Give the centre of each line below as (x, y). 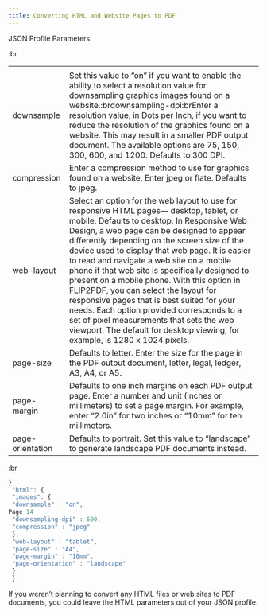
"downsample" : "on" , (47, 505)
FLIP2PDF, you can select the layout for (143, 290)
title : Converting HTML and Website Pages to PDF (92, 16)
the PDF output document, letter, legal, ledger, (155, 363)
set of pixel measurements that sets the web (151, 320)
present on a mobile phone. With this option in (155, 280)
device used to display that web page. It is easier (160, 250)
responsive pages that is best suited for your (152, 300)
